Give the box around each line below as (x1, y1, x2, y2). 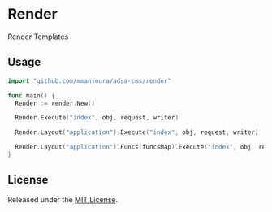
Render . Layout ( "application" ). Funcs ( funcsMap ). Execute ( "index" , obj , (15, 143, 255, 151)
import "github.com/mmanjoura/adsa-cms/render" (7, 76, 172, 85)
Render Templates (7, 32, 69, 41)
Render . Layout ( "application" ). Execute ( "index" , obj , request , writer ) (15, 128, 259, 136)
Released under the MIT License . (7, 194, 119, 204)
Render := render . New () (15, 99, 95, 107)
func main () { (7, 91, 56, 100)
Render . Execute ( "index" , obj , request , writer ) (15, 114, 179, 122)
